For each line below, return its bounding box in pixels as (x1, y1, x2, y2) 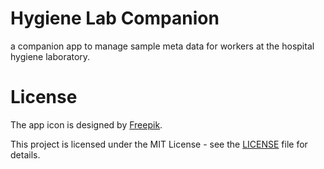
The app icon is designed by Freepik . (10, 118, 163, 131)
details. (10, 148, 41, 161)
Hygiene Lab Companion (10, 7, 220, 30)
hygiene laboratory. (10, 50, 91, 62)
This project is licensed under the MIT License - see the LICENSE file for (10, 138, 308, 150)
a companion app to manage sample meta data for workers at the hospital (10, 40, 315, 52)
